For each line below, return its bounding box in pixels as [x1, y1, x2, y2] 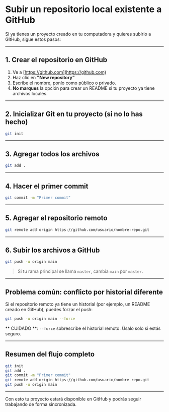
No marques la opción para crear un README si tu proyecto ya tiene [12, 85, 155, 91]
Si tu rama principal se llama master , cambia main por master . [17, 268, 143, 274]
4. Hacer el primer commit [5, 182, 89, 190]
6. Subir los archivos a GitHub [5, 246, 100, 254]
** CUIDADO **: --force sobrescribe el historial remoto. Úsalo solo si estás [5, 325, 161, 331]
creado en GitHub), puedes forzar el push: [5, 307, 93, 312]
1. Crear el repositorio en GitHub [5, 55, 107, 64]
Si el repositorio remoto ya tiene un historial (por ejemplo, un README [5, 301, 150, 307]
